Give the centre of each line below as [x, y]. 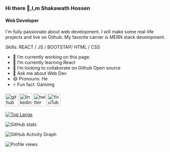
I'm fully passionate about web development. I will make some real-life [80, 32]
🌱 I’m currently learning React [44, 62]
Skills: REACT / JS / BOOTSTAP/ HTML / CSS [53, 47]
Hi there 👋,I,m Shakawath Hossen [48, 8]
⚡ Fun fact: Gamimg [34, 84]
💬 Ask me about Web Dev [40, 73]
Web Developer [22, 20]
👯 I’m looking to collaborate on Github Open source [67, 68]
